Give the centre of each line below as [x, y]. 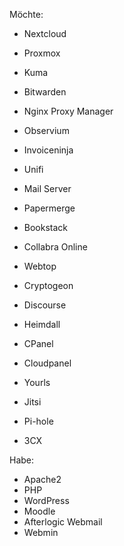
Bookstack [46, 227]
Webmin [41, 532]
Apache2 [42, 479]
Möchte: [26, 14]
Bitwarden [45, 92]
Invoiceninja [48, 150]
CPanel [38, 343]
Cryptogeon [48, 285]
